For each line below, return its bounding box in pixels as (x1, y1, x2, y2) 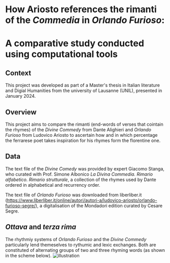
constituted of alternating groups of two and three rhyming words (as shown (5, 247, 165, 253)
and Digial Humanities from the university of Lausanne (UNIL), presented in (5, 87, 162, 94)
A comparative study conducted (5, 38, 145, 49)
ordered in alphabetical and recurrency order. (5, 182, 100, 188)
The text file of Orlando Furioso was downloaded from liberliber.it (5, 192, 142, 198)
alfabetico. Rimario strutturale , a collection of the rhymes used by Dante (5, 177, 156, 183)
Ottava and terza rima (5, 223, 77, 231)
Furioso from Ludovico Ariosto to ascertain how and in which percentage (5, 132, 158, 138)
